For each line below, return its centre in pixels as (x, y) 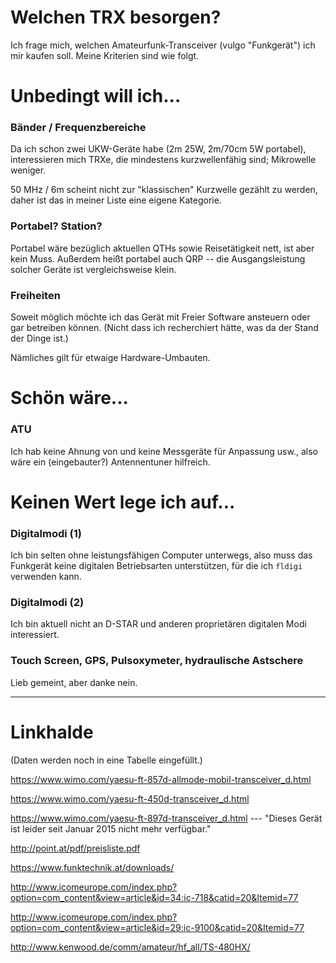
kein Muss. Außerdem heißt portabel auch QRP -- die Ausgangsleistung (158, 258)
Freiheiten (35, 295)
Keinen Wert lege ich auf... (123, 502)
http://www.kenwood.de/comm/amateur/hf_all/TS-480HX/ (130, 947)
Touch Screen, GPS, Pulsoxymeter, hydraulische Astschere (157, 661)
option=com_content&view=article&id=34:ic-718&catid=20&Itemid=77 (154, 897)
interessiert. (35, 635)
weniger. (28, 170)
